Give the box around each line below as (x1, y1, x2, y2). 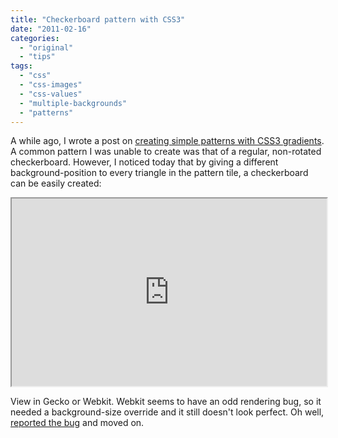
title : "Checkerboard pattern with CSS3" (10, 14, 186, 25)
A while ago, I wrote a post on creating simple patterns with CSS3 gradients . (10, 135, 325, 147)
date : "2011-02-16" (10, 24, 92, 34)
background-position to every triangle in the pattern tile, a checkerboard (10, 167, 309, 179)
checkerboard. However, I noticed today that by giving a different (10, 156, 279, 168)
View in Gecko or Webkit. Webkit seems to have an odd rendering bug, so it (10, 396, 322, 408)
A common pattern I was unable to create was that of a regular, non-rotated (10, 146, 322, 158)
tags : (10, 61, 33, 71)
